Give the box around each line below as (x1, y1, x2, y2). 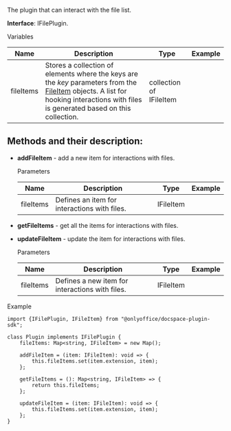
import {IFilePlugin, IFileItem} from (7, 315, 118, 322)
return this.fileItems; (32, 381, 100, 388)
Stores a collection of (45, 61, 114, 70)
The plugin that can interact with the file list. (7, 6, 132, 14)
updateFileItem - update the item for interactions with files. (16, 234, 186, 243)
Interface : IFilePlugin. (7, 19, 69, 27)
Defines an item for (55, 195, 117, 204)
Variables (7, 32, 34, 41)
